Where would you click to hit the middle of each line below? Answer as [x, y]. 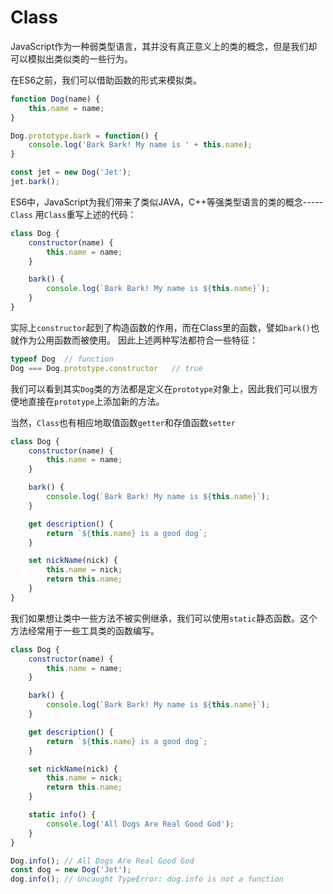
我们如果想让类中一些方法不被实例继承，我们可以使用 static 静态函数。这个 [164, 618]
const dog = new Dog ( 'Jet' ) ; [71, 870]
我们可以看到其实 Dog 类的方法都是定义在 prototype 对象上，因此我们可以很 [160, 388]
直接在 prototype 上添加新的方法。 [96, 401]
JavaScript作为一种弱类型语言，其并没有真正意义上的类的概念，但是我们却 [164, 46]
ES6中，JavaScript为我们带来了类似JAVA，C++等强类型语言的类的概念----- [167, 202]
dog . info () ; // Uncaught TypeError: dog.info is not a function [147, 879]
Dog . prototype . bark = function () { [84, 136]
